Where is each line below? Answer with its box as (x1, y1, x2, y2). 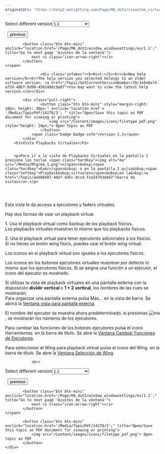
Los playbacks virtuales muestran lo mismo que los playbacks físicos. (5, 226, 146, 231)
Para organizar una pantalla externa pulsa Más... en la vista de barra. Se (5, 295, 151, 301)
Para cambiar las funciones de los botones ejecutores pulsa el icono (5, 325, 143, 331)
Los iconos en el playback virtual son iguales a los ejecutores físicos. (5, 250, 145, 256)
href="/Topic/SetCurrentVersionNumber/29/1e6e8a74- (51, 80, 160, 85)
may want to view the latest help (78, 85, 148, 89)
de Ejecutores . (5, 335, 34, 341)
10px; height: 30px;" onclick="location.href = (5, 106, 105, 111)
